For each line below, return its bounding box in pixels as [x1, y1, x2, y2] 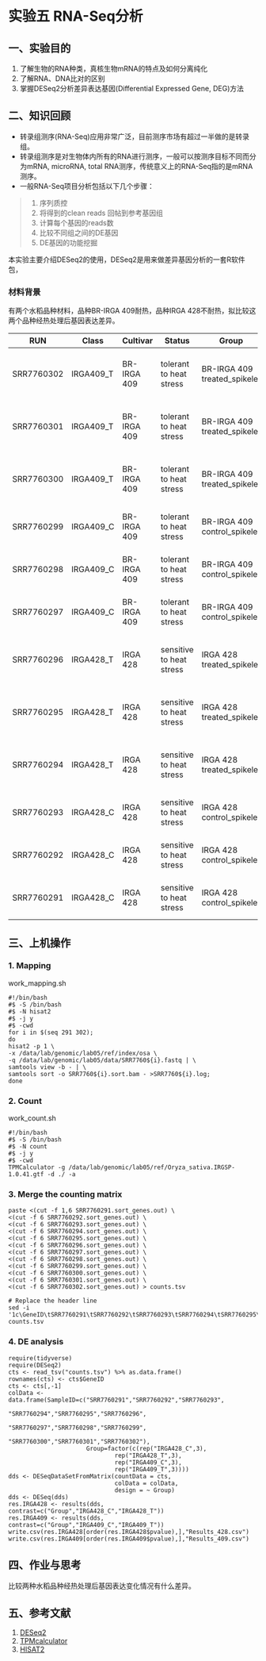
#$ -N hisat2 [8, 1007, 51, 1016]
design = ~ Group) [114, 1486, 176, 1494]
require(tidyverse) [8, 1354, 73, 1362]
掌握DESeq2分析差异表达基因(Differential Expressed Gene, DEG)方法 [19, 84, 244, 93]
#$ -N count [8, 1143, 47, 1151]
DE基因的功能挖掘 [39, 237, 98, 247]
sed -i [8, 1304, 30, 1312]
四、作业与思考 [8, 1559, 82, 1572]
